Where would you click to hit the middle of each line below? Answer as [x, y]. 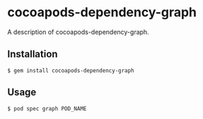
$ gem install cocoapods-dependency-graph [71, 70]
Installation [33, 54]
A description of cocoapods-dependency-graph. [79, 32]
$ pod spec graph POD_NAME [47, 108]
